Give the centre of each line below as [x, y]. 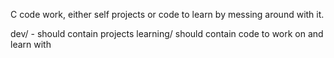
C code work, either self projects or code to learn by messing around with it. [167, 14]
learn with [31, 44]
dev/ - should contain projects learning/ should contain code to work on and [167, 33]
